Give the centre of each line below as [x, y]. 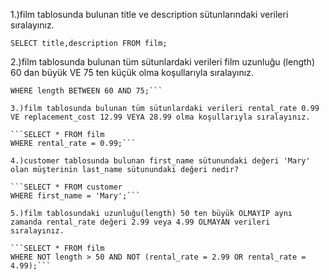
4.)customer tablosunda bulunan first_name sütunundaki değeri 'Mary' [160, 161]
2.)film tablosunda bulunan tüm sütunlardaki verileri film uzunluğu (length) [162, 62]
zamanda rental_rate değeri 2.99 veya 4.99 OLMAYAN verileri [140, 222]
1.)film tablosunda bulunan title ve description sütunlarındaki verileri [149, 14]
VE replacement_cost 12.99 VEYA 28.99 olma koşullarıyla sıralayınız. [160, 117]
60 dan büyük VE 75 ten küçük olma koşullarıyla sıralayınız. [132, 72]
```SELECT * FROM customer [66, 187]
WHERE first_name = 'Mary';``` [75, 196]
